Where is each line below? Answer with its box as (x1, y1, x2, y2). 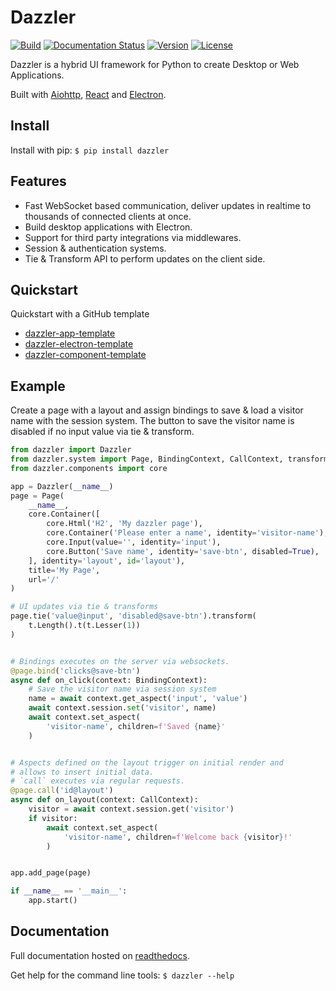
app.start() (28, 896, 78, 906)
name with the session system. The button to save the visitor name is (10, 415, 295, 427)
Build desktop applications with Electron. (24, 221, 193, 233)
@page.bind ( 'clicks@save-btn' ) (10, 666, 141, 676)
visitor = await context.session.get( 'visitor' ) (28, 804, 235, 815)
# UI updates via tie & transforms (10, 602, 159, 612)
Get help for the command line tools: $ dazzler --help (10, 969, 235, 981)
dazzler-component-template (24, 349, 147, 361)
